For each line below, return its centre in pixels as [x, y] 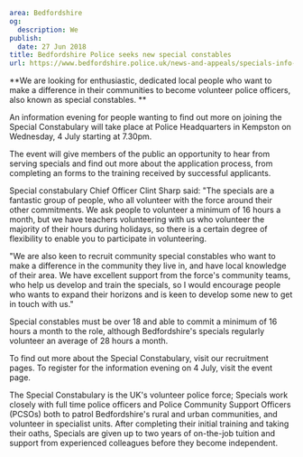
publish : [26, 38]
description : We [48, 30]
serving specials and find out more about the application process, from [141, 163]
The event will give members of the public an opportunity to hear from [140, 154]
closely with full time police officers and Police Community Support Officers [150, 405]
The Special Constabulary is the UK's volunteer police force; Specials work [149, 395]
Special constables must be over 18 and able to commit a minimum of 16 [143, 322]
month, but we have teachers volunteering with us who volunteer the [137, 219]
